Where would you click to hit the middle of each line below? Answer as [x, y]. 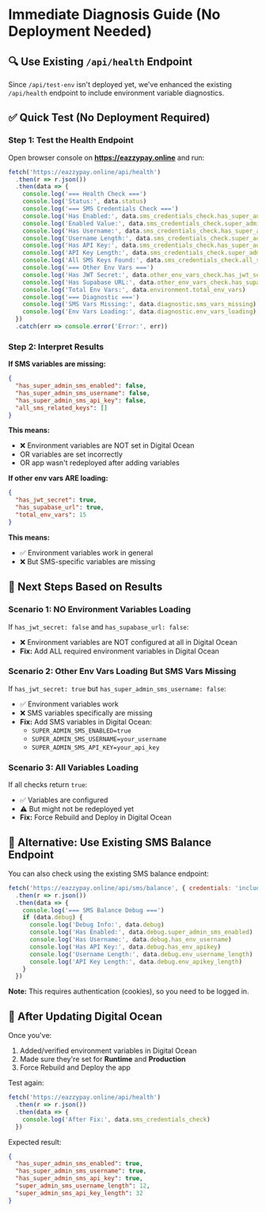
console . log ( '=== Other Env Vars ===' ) [88, 268]
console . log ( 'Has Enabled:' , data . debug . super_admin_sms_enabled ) [141, 932]
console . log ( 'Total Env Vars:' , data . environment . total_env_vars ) [134, 290]
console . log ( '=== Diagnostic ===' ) [81, 297]
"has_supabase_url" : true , [60, 508]
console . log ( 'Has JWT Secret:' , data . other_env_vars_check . [123, 275]
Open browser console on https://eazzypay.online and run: [106, 157]
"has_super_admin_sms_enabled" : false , [81, 386]
